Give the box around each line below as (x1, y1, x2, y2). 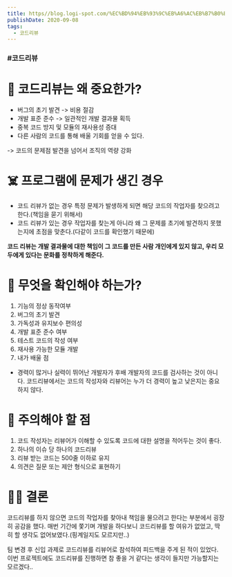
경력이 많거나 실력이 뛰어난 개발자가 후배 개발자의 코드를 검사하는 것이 (17, 368, 206, 377)
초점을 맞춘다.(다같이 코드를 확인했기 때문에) (35, 227, 155, 236)
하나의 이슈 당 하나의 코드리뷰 (17, 445, 97, 453)
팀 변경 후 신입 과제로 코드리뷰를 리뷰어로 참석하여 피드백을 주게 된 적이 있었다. (7, 545, 219, 554)
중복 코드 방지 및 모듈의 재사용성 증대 (17, 123, 117, 131)
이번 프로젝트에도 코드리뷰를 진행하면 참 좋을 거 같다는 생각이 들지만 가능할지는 (7, 554, 220, 562)
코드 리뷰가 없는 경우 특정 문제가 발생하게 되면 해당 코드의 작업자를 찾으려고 (17, 202, 220, 210)
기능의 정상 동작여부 (17, 301, 71, 310)
